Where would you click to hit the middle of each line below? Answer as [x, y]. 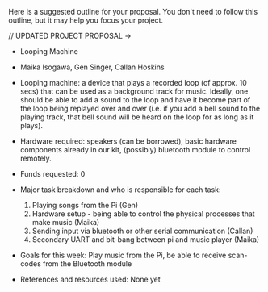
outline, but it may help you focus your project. [86, 20]
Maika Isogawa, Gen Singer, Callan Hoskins [92, 67]
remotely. [36, 158]
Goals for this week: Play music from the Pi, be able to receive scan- [134, 255]
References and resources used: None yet [90, 279]
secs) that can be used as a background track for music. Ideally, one [134, 91]
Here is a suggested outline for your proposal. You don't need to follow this [133, 12]
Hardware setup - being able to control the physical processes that [144, 214]
